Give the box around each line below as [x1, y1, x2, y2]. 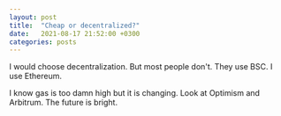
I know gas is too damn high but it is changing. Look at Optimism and [9, 88, 261, 98]
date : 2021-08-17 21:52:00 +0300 [9, 29, 140, 38]
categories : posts [9, 37, 77, 47]
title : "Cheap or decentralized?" [9, 21, 140, 30]
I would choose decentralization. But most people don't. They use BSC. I [9, 62, 273, 72]
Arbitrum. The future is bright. [9, 98, 118, 108]
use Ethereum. [9, 71, 62, 82]
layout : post [9, 12, 57, 22]
